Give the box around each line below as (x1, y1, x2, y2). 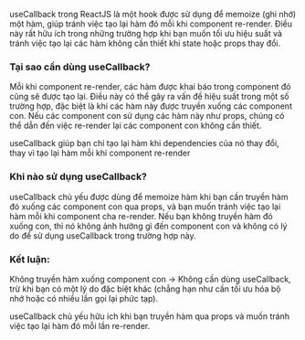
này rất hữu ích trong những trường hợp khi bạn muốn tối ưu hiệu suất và (9, 28, 283, 38)
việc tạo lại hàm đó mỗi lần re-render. (9, 320, 151, 331)
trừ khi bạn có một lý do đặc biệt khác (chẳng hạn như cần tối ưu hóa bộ (9, 283, 281, 294)
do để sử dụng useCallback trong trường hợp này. (9, 229, 196, 241)
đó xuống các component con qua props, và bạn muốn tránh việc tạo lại (9, 201, 281, 212)
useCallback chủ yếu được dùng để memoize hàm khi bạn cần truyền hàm (9, 191, 289, 202)
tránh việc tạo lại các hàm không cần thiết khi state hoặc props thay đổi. (9, 37, 281, 48)
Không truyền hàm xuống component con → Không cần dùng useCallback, (9, 273, 291, 284)
